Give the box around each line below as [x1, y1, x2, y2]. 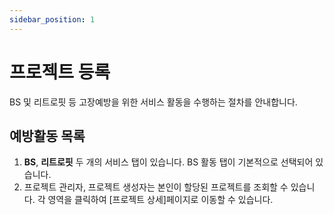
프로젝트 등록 [9, 61, 111, 83]
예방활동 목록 [9, 127, 86, 145]
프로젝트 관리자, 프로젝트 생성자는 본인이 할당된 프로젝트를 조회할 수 [23, 181, 289, 193]
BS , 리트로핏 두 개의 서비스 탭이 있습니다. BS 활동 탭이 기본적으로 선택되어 [23, 156, 314, 168]
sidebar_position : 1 [9, 14, 96, 25]
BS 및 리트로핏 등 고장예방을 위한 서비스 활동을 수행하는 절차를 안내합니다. [9, 96, 298, 108]
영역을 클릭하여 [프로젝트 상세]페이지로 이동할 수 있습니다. [47, 194, 274, 206]
